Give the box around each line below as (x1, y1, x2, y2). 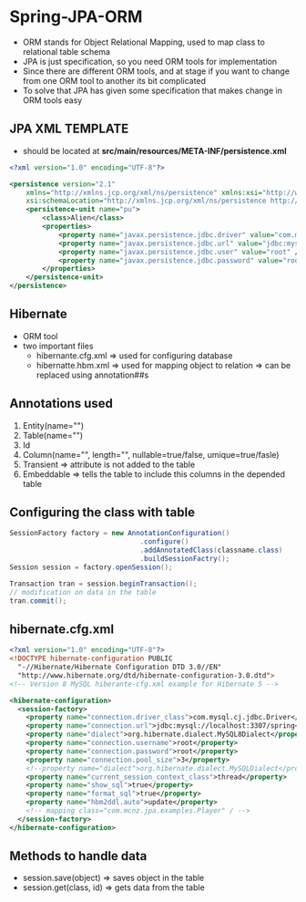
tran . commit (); (9, 596, 67, 606)
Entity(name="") (22, 420, 85, 430)
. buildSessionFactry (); (139, 555, 230, 564)
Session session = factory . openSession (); (9, 563, 173, 572)
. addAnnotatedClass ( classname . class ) (139, 545, 283, 555)
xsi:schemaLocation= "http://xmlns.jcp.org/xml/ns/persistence (25, 196, 267, 206)
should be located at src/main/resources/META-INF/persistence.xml (22, 145, 287, 156)
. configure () (139, 537, 189, 546)
